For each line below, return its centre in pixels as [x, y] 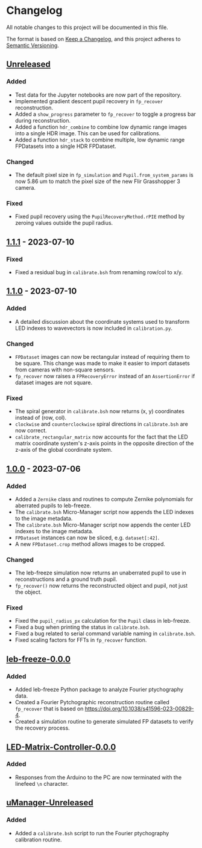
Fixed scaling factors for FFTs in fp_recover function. [81, 640]
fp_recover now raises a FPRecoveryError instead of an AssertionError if [105, 376]
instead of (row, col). [41, 418]
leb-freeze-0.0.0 [39, 659]
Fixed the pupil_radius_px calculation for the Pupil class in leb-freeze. [103, 621]
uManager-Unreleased [50, 803]
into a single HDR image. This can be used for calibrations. [88, 133]
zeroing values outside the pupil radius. [64, 223]
